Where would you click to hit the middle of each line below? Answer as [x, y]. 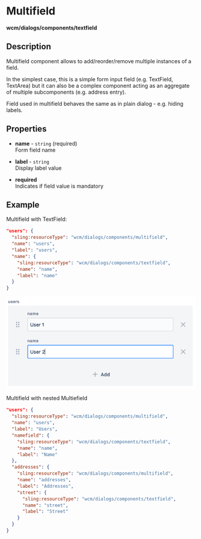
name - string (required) [46, 143]
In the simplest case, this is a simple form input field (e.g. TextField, [90, 79]
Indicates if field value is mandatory [59, 186]
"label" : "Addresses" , [45, 486]
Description [29, 47]
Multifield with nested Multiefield [47, 398]
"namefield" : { [31, 435]
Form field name [35, 150]
